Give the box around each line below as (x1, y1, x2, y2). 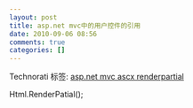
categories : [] (9, 46, 66, 55)
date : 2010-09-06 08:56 (9, 29, 98, 38)
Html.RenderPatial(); (9, 89, 84, 100)
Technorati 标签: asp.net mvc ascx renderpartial (9, 72, 184, 82)
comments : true (9, 37, 66, 47)
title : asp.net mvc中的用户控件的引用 (9, 21, 141, 30)
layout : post (9, 12, 58, 22)
